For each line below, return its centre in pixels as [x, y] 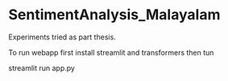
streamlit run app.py [41, 68]
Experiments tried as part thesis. [62, 37]
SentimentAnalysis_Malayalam [114, 15]
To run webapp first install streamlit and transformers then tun [111, 52]
